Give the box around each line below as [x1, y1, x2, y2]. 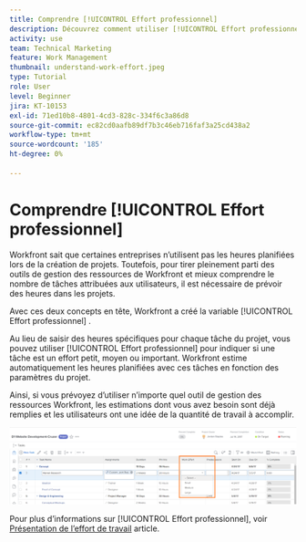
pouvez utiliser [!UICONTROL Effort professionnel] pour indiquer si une [9, 342, 276, 353]
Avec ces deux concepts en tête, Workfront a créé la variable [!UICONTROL [9, 306, 293, 317]
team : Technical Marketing [9, 44, 112, 53]
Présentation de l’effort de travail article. [9, 523, 160, 534]
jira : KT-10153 [9, 101, 67, 110]
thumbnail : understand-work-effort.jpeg [9, 63, 166, 72]
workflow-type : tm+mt [9, 130, 92, 140]
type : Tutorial [9, 73, 67, 82]
